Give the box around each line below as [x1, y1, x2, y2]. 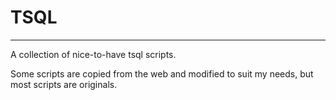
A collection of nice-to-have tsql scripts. [10, 48, 177, 60]
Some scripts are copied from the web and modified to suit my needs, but [10, 67, 314, 80]
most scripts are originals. [10, 78, 118, 90]
